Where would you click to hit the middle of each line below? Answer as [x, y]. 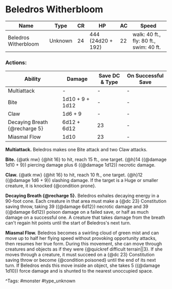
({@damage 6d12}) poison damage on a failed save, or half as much [77, 212]
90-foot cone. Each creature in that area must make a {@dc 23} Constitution [86, 201]
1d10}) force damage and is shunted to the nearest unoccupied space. [79, 271]
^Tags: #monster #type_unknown [40, 281]
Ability [33, 79]
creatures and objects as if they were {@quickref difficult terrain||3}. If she [84, 249]
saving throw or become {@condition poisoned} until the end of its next [81, 260]
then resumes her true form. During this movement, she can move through [84, 244]
